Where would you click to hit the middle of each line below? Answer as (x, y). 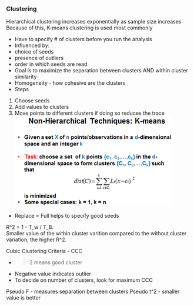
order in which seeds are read (51, 64)
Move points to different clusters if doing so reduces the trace (89, 113)
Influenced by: (32, 45)
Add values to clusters (42, 107)
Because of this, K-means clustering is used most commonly (79, 28)
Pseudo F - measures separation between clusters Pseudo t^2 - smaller (93, 292)
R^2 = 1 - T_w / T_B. (30, 227)
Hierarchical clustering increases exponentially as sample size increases (94, 22)
